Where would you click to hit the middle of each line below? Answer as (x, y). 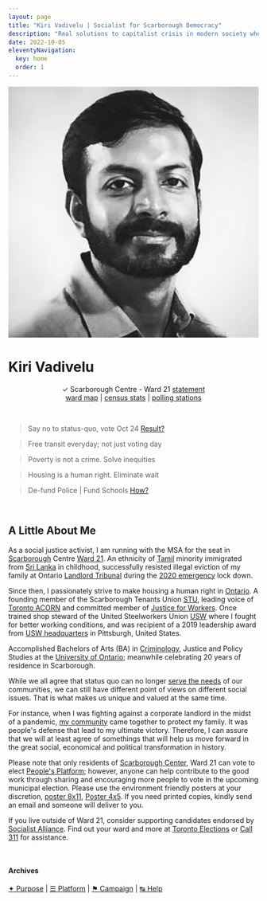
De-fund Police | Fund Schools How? (88, 490)
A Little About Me (52, 531)
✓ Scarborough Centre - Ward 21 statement (133, 389)
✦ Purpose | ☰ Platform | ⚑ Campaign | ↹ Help (85, 888)
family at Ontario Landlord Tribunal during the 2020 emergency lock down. (131, 575)
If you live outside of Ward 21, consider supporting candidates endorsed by (131, 820)
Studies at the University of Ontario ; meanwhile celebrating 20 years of (125, 656)
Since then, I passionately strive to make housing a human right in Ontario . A (133, 590)
